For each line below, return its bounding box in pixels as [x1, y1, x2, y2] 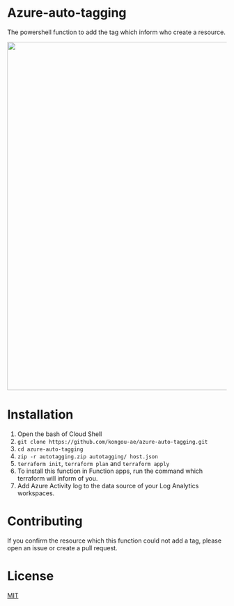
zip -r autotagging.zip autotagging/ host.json [17, 453, 158, 460]
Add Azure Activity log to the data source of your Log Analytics [17, 481, 199, 490]
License [7, 568, 54, 584]
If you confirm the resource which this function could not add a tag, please [7, 536, 221, 545]
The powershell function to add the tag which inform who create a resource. [7, 28, 226, 36]
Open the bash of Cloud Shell [17, 430, 102, 438]
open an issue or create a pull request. [7, 543, 118, 552]
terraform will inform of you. [17, 474, 98, 482]
